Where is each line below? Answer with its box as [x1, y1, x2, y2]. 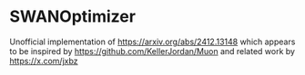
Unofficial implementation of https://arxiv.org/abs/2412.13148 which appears [9, 36, 296, 47]
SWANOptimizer [9, 6, 137, 27]
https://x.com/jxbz [9, 55, 79, 66]
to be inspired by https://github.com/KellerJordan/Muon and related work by [9, 45, 296, 56]
